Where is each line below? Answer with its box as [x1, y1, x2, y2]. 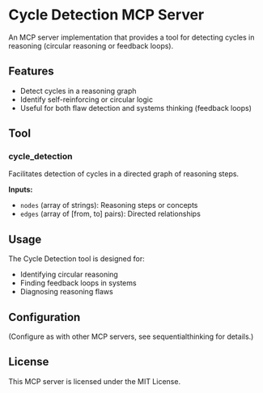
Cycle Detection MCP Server [8, 6, 205, 24]
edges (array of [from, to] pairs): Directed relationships [19, 209, 201, 219]
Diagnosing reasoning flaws [19, 287, 113, 297]
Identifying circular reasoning [19, 269, 119, 280]
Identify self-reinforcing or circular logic [19, 95, 154, 104]
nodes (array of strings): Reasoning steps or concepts [19, 201, 198, 210]
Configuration [8, 310, 81, 324]
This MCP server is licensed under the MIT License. [8, 376, 180, 386]
